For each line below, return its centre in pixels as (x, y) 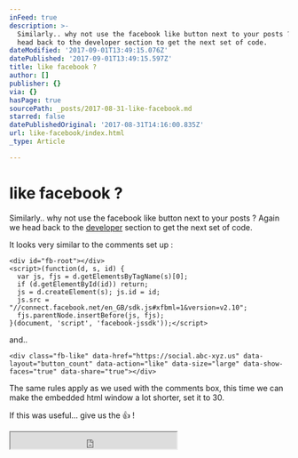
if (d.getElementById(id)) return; (83, 284)
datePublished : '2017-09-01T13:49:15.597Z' (91, 59)
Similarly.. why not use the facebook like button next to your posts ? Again (145, 218)
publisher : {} (35, 84)
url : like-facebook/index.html (67, 133)
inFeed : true (33, 17)
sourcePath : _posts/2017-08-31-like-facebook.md (101, 108)
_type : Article (37, 141)
